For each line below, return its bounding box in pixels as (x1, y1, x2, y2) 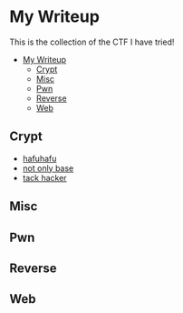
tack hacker (22, 172, 67, 183)
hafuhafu (22, 153, 57, 164)
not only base (22, 162, 74, 174)
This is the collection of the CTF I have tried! (9, 36, 175, 47)
